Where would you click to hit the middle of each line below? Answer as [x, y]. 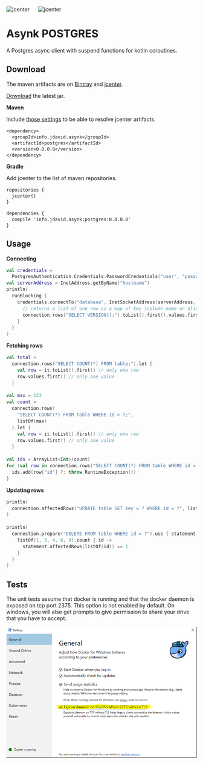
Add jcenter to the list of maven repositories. [62, 178]
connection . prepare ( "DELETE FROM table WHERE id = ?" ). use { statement [104, 534]
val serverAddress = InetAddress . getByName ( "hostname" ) [78, 283]
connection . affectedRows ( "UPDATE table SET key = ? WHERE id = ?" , [98, 508]
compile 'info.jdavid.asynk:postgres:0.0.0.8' [71, 219]
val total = [21, 358]
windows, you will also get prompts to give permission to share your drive [98, 612]
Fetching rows [25, 346]
